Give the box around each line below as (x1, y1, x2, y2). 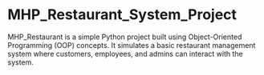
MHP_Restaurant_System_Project (7, 6, 238, 24)
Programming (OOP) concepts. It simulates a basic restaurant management (7, 40, 256, 49)
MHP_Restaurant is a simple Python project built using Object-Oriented (7, 32, 242, 41)
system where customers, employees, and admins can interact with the (7, 49, 243, 58)
